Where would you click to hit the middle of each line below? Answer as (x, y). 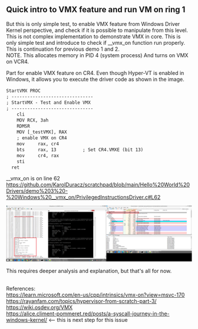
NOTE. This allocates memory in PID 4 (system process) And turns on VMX (97, 55)
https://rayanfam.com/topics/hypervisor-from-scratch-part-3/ (82, 301)
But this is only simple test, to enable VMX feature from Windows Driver (93, 24)
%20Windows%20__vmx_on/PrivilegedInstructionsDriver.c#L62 (83, 197)
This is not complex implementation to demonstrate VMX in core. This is (93, 36)
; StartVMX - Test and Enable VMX (49, 103)
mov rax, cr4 (38, 144)
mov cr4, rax (38, 156)
